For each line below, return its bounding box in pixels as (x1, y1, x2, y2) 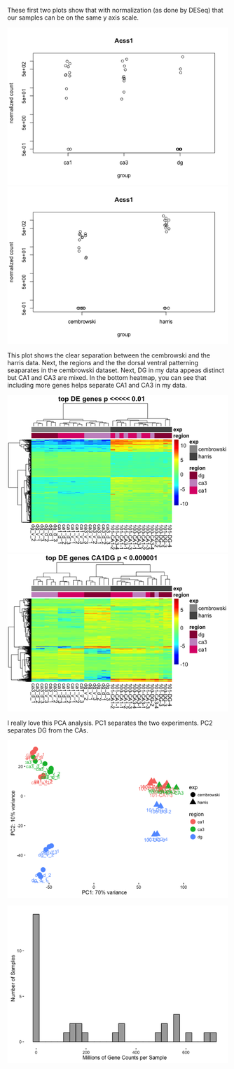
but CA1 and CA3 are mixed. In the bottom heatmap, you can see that (7, 374, 207, 381)
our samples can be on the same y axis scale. (7, 13, 139, 22)
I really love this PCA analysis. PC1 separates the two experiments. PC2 (7, 719, 213, 727)
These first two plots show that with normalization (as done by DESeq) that (7, 6, 223, 14)
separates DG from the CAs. (7, 726, 89, 735)
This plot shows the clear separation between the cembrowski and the (7, 351, 210, 360)
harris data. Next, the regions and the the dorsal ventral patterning (7, 359, 198, 367)
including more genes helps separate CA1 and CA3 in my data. (7, 381, 187, 389)
